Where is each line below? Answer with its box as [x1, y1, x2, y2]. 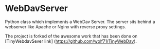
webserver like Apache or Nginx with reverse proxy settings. [5, 24, 126, 29]
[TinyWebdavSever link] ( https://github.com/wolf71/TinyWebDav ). [5, 38, 137, 44]
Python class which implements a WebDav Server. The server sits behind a [5, 19, 155, 24]
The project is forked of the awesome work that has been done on [5, 33, 138, 39]
